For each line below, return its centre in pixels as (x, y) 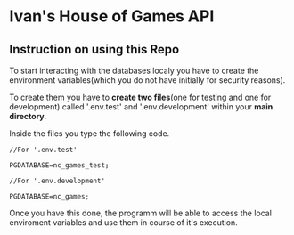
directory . (28, 116)
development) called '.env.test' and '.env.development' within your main (141, 107)
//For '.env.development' (57, 181)
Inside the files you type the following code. (90, 134)
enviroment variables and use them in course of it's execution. (123, 223)
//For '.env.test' (43, 150)
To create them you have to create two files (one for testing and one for (140, 97)
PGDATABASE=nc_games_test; (59, 166)
